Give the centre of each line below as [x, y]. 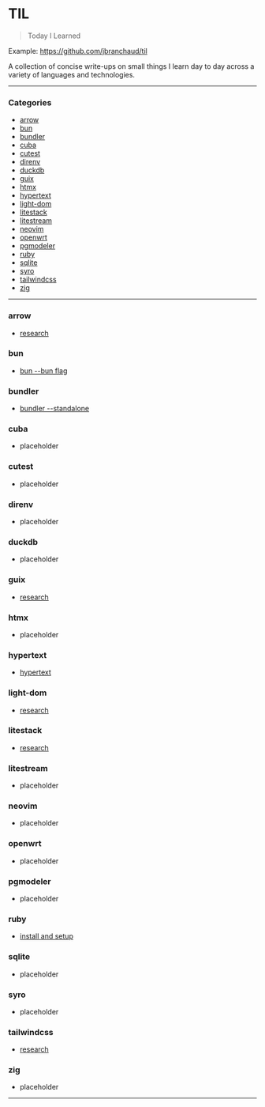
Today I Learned [54, 36]
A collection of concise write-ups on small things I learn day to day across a [131, 66]
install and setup [46, 936]
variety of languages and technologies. [72, 74]
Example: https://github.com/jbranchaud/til [78, 51]
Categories [30, 102]
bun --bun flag [43, 370]
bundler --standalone [54, 409]
